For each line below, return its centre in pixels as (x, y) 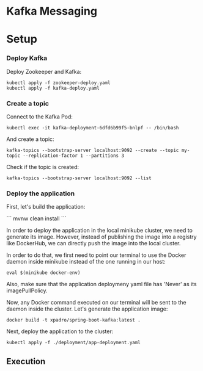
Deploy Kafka (27, 58)
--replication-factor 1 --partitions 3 (73, 156)
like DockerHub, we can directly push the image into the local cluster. (94, 243)
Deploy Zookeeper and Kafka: (44, 71)
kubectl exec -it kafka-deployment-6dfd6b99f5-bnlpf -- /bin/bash (93, 128)
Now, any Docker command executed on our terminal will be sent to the (96, 303)
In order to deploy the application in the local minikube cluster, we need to (99, 231)
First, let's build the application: (46, 207)
